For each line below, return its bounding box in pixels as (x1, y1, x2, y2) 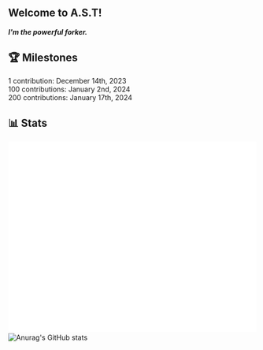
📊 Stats (8, 117, 48, 130)
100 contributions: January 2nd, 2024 (8, 84, 131, 94)
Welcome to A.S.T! (8, 6, 102, 20)
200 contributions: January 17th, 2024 (8, 92, 132, 102)
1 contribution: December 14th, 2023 (8, 76, 127, 85)
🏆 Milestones (8, 51, 79, 65)
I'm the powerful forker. (8, 27, 88, 36)
